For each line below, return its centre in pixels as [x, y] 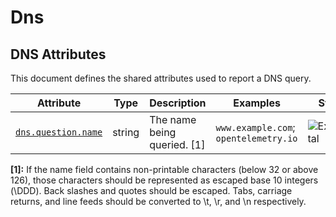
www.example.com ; [255, 127]
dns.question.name [59, 132]
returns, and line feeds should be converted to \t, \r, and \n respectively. [158, 201]
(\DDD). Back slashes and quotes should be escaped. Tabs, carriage [151, 190]
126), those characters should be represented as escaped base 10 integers [164, 180]
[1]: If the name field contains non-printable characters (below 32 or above [164, 169]
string [126, 132]
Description [178, 103]
